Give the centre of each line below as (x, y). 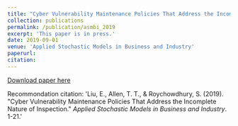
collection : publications (45, 21)
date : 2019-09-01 (33, 40)
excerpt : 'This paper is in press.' (61, 34)
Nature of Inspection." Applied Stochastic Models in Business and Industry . (117, 109)
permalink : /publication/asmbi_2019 (61, 27)
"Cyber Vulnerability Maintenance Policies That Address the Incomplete (112, 101)
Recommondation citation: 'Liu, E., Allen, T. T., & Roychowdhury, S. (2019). (116, 93)
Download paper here (39, 80)
